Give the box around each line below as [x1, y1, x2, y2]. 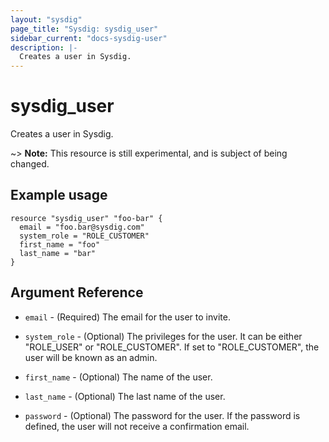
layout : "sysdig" [10, 14, 83, 25]
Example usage [10, 187, 108, 204]
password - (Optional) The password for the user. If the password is [24, 409, 301, 421]
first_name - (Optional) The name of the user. [24, 371, 213, 383]
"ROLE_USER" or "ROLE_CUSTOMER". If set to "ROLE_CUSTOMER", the [24, 341, 320, 353]
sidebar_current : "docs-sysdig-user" [10, 33, 168, 43]
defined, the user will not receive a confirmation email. [24, 420, 250, 432]
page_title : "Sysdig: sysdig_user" [10, 24, 159, 34]
